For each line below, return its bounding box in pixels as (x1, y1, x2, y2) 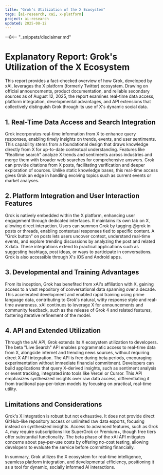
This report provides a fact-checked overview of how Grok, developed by (5, 78, 152, 84)
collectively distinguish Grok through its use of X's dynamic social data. (5, 104, 148, 110)
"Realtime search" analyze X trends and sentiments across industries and (5, 152, 152, 157)
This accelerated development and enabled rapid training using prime (5, 291, 145, 297)
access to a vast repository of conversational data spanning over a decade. (5, 286, 156, 292)
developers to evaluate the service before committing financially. (5, 444, 135, 450)
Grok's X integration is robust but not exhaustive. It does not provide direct (5, 413, 155, 419)
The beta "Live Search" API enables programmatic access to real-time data (5, 345, 156, 350)
